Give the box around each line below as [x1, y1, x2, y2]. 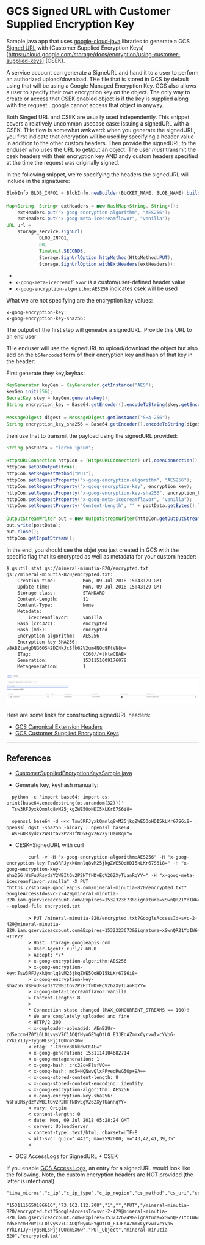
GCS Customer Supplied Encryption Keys [15, 729, 119, 737]
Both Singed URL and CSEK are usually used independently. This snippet [6, 113, 190, 121]
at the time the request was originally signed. [6, 159, 120, 166]
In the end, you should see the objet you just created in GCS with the [6, 546, 179, 554]
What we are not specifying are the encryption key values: [6, 297, 153, 304]
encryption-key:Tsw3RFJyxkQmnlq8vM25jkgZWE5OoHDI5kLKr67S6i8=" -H [6, 860, 179, 866]
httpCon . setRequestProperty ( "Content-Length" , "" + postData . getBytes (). [6, 503, 198, 509]
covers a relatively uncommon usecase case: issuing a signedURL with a [6, 119, 189, 127]
